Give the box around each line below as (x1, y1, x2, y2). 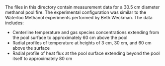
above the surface (12, 45, 50, 51)
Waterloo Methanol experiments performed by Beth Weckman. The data (5, 15, 153, 20)
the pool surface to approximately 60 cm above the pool (12, 34, 128, 40)
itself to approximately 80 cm (12, 56, 73, 61)
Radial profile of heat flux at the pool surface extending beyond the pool (12, 50, 160, 56)
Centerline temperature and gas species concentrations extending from (12, 30, 159, 35)
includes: (5, 20, 24, 26)
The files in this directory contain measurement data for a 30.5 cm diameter (5, 4, 160, 10)
